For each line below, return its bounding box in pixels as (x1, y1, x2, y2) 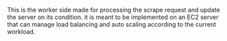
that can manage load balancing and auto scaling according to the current (7, 20, 217, 28)
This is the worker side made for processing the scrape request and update (7, 6, 221, 14)
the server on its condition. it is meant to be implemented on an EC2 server (7, 13, 219, 21)
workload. (7, 27, 36, 36)
